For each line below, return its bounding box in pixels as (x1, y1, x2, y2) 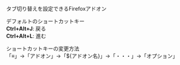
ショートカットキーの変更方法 (6, 45, 79, 52)
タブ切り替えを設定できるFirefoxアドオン (6, 5, 107, 12)
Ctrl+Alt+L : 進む (6, 32, 46, 40)
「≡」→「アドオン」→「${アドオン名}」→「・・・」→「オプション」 (6, 53, 178, 59)
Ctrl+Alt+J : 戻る (6, 25, 46, 32)
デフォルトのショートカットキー (6, 18, 85, 25)
